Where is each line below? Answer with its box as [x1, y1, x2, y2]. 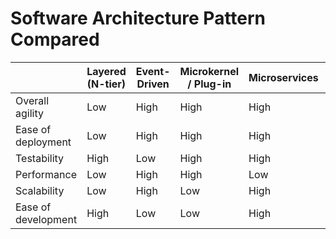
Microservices [248, 70, 319, 84]
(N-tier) [86, 77, 127, 91]
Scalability [15, 183, 65, 197]
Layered [86, 64, 127, 78]
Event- [135, 64, 171, 78]
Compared [10, 28, 100, 51]
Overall [15, 93, 49, 107]
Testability [15, 151, 65, 165]
